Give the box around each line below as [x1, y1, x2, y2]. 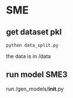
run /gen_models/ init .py [6, 85, 64, 92]
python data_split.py [6, 42, 59, 48]
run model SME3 [6, 70, 68, 80]
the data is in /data [6, 53, 51, 59]
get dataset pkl [6, 27, 62, 37]
